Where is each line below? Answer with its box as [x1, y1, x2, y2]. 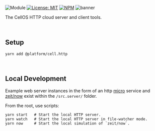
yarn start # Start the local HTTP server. [5, 112, 101, 117]
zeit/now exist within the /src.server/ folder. [5, 93, 97, 99]
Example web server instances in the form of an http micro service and [5, 87, 151, 94]
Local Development [5, 74, 67, 83]
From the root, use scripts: [5, 102, 60, 109]
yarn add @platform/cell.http [5, 51, 68, 57]
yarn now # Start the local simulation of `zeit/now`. [5, 121, 130, 126]
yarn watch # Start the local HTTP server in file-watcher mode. [5, 117, 148, 122]
